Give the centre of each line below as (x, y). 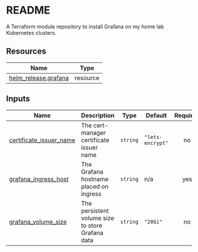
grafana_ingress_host (39, 179)
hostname (95, 179)
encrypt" (156, 143)
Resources (26, 52)
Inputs (18, 99)
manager (93, 132)
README (28, 10)
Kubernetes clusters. (32, 32)
